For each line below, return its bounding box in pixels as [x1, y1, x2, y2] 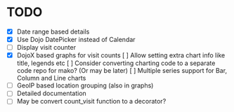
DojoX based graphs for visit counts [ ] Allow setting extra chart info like [16, 51, 226, 59]
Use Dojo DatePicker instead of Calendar [16, 36, 136, 43]
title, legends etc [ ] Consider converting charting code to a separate [16, 59, 216, 67]
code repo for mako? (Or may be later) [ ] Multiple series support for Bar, [16, 66, 228, 75]
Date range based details [16, 27, 90, 36]
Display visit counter [16, 43, 77, 52]
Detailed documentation [16, 89, 87, 98]
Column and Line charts [16, 74, 86, 83]
